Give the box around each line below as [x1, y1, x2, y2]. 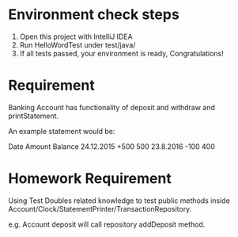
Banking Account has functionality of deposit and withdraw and [8, 102, 216, 112]
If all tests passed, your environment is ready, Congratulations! [19, 48, 224, 58]
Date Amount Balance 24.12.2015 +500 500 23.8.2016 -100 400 [8, 141, 215, 151]
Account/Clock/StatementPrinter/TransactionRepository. [8, 204, 192, 213]
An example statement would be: [8, 126, 115, 136]
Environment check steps [8, 6, 179, 24]
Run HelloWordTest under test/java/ [19, 40, 136, 49]
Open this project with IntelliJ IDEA [19, 32, 133, 41]
